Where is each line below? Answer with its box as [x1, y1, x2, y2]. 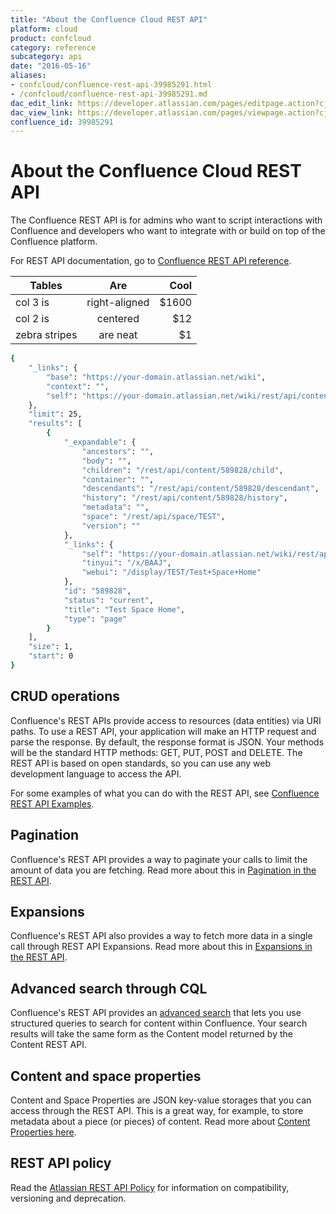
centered [96, 312, 140, 326]
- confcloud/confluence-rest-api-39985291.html [10, 80, 213, 90]
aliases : [10, 71, 47, 81]
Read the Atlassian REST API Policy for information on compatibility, [10, 1181, 290, 1193]
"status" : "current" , [63, 595, 155, 605]
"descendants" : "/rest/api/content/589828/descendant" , [81, 484, 320, 494]
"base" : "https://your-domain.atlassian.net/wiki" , [46, 372, 267, 382]
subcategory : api [10, 52, 83, 62]
